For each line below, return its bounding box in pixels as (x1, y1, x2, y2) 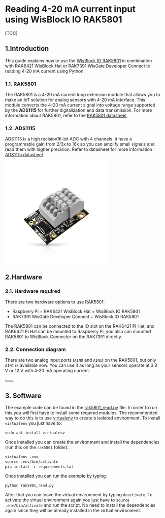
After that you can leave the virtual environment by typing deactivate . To (5, 492, 153, 498)
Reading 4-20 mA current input (5, 3, 136, 15)
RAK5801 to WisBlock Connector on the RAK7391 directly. (5, 334, 122, 340)
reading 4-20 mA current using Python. (5, 68, 85, 74)
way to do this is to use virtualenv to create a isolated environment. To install (5, 415, 161, 421)
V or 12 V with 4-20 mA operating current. (5, 368, 90, 374)
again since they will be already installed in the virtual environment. (5, 508, 141, 514)
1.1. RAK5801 (5, 80, 36, 87)
